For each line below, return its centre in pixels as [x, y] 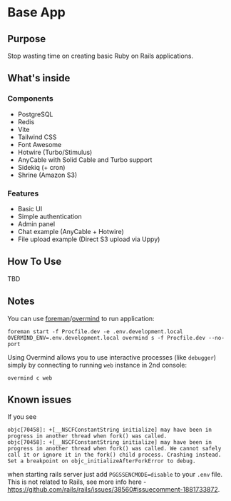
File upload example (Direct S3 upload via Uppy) [89, 239]
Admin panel [36, 224]
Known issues [40, 400]
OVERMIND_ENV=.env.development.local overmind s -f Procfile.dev [106, 338]
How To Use [35, 262]
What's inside [39, 78]
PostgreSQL [35, 114]
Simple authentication [50, 216]
